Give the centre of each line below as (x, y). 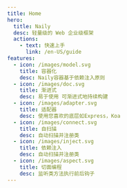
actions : (26, 39)
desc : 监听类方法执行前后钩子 (57, 174)
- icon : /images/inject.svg (54, 142)
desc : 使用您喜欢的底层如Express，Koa (70, 116)
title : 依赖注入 (41, 148)
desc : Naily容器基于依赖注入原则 (62, 77)
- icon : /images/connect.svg (55, 122)
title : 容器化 (38, 71)
